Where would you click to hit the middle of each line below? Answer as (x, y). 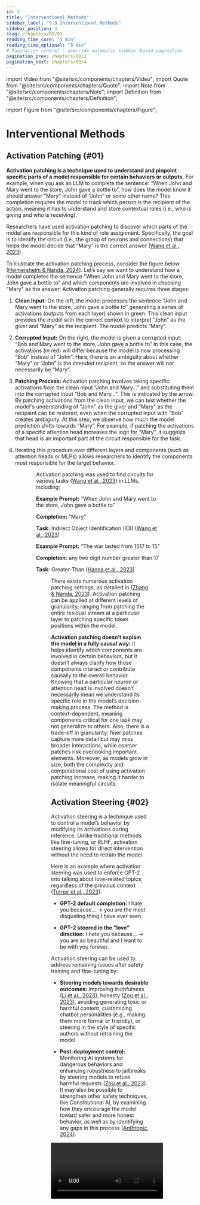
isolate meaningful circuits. (84, 783)
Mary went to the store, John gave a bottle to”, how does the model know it (99, 189)
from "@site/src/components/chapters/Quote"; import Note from (86, 85)
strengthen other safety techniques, (104, 1096)
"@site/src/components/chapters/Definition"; (62, 98)
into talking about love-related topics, (97, 879)
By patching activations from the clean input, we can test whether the (100, 400)
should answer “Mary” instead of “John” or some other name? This (88, 196)
